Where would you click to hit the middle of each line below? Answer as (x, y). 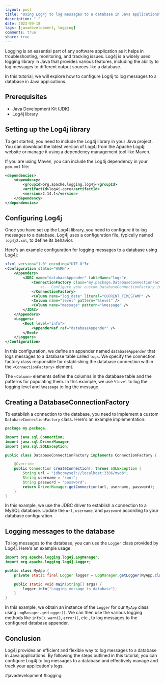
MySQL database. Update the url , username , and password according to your (82, 511)
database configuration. (29, 516)
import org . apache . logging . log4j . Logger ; (48, 562)
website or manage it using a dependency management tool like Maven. (78, 152)
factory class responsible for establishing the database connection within (79, 362)
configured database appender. (37, 623)
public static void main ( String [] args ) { (58, 584)
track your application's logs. (34, 666)
